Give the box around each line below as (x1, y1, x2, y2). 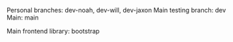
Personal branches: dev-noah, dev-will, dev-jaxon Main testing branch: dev (6, 6, 227, 14)
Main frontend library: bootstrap (6, 27, 100, 35)
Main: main (6, 13, 39, 22)
